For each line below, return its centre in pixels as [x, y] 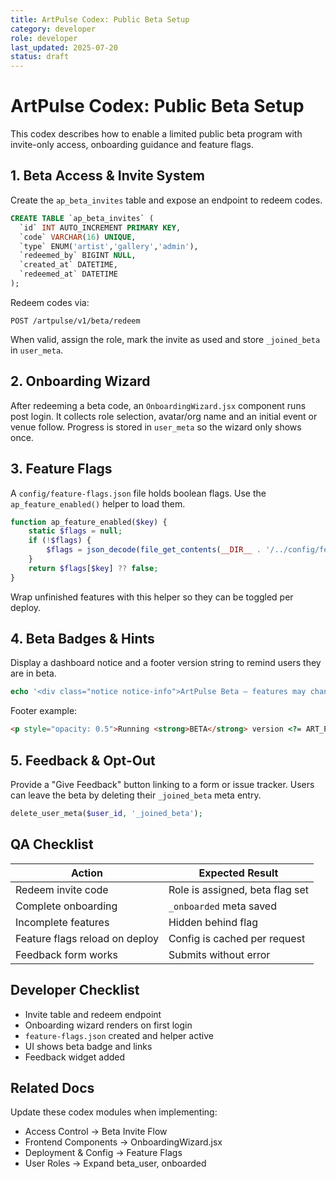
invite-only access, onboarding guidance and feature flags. [132, 145]
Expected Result [238, 873]
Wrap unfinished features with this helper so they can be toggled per [152, 597]
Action [86, 873]
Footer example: [44, 711]
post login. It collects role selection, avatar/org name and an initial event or [164, 416]
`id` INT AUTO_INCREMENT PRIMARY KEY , [100, 227]
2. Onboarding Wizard [80, 381]
